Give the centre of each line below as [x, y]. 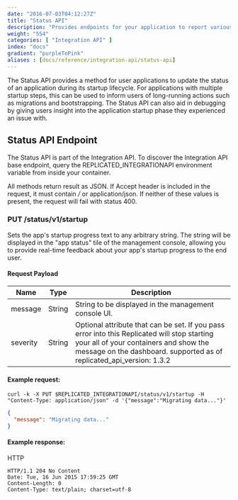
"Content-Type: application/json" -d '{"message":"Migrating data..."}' [117, 401]
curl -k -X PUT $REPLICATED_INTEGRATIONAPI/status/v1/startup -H [106, 394]
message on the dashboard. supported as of [149, 352]
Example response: [36, 442]
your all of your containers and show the [142, 343]
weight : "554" [28, 34]
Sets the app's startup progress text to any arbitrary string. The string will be [119, 235]
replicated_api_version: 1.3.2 [123, 360]
